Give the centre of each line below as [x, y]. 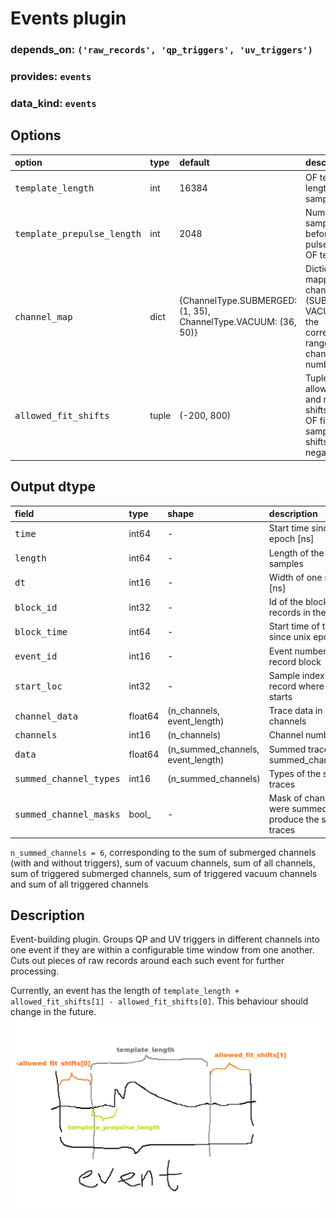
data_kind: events [53, 103]
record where [296, 686]
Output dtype [53, 487]
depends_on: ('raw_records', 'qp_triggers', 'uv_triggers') [161, 50]
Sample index [296, 675]
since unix [290, 637]
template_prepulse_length [78, 233]
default [194, 163]
